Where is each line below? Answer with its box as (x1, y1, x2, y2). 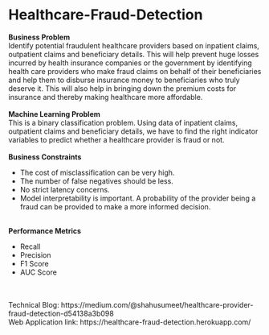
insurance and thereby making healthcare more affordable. (8, 92, 203, 101)
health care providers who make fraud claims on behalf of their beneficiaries (8, 66, 262, 76)
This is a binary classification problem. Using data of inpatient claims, (8, 118, 238, 127)
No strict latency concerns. (19, 184, 110, 194)
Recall (19, 242, 41, 251)
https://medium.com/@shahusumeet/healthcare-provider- (60, 300, 254, 309)
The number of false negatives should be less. (19, 176, 174, 186)
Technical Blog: (8, 300, 59, 309)
